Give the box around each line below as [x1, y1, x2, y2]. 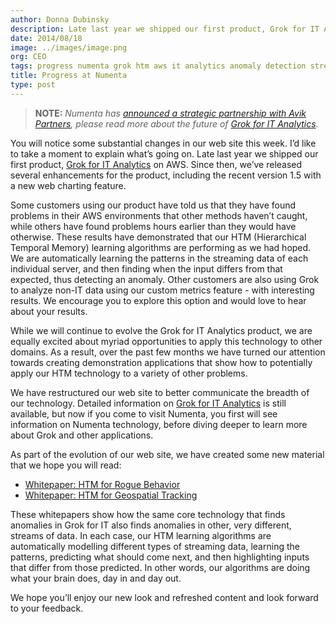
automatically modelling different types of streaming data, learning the [10, 540, 300, 552]
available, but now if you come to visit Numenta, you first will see [10, 407, 278, 420]
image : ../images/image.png [10, 42, 128, 53]
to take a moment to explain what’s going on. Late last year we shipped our [10, 147, 319, 160]
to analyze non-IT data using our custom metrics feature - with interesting [10, 284, 315, 296]
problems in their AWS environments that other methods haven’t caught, [10, 209, 308, 221]
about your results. [10, 305, 88, 317]
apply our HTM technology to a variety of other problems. [10, 367, 248, 379]
